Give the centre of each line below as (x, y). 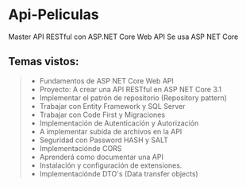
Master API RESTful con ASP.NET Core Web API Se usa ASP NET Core (123, 37)
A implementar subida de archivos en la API (111, 131)
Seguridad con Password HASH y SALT (104, 140)
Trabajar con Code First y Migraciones (102, 114)
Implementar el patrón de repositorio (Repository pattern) (133, 98)
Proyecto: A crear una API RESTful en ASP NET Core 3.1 (131, 89)
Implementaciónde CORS (81, 148)
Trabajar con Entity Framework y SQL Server (112, 106)
